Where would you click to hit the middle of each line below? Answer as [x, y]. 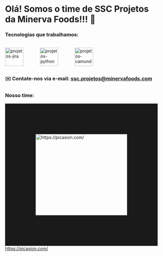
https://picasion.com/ [27, 248]
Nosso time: [20, 95]
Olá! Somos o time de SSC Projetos [77, 9]
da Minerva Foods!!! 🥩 [51, 19]
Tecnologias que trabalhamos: [42, 35]
